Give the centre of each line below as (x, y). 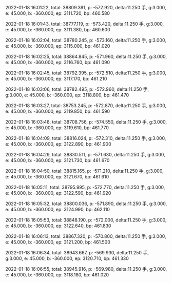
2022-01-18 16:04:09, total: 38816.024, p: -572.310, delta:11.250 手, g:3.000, (86, 138)
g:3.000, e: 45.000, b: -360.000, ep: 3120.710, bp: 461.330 (67, 258)
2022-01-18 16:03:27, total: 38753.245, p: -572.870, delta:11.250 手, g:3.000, (86, 106)
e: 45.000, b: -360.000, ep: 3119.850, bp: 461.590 (58, 111)
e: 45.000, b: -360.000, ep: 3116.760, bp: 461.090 (58, 62)
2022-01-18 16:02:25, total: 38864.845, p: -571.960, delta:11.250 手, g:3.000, (86, 56)
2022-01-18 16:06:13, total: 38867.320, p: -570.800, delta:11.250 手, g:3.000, (86, 236)
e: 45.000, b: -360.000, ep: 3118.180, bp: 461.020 (57, 275)
